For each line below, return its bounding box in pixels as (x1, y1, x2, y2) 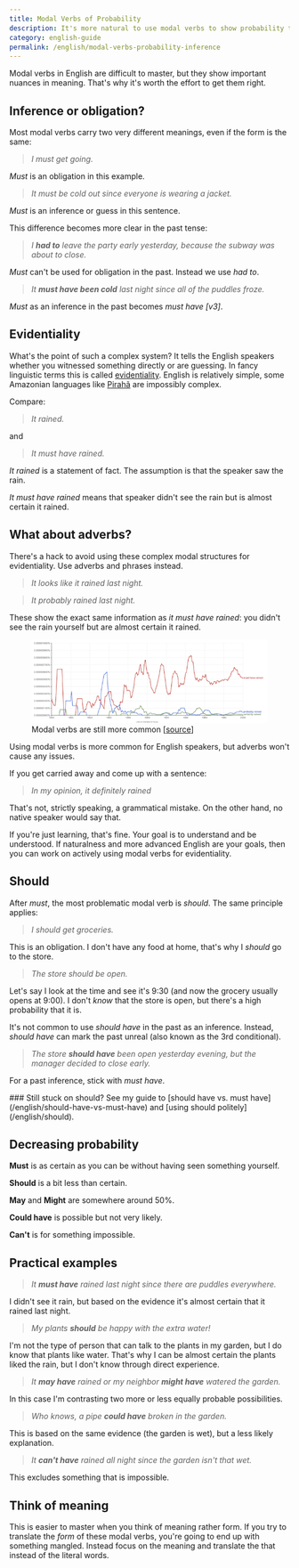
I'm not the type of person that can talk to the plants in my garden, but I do (9, 1340, 282, 1351)
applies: (9, 906, 38, 917)
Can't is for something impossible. (9, 1230, 136, 1240)
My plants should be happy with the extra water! (30, 1323, 211, 1334)
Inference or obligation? (9, 103, 145, 118)
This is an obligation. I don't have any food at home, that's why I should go (9, 941, 282, 952)
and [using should (149, 1101, 216, 1112)
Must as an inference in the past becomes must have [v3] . (9, 301, 223, 312)
